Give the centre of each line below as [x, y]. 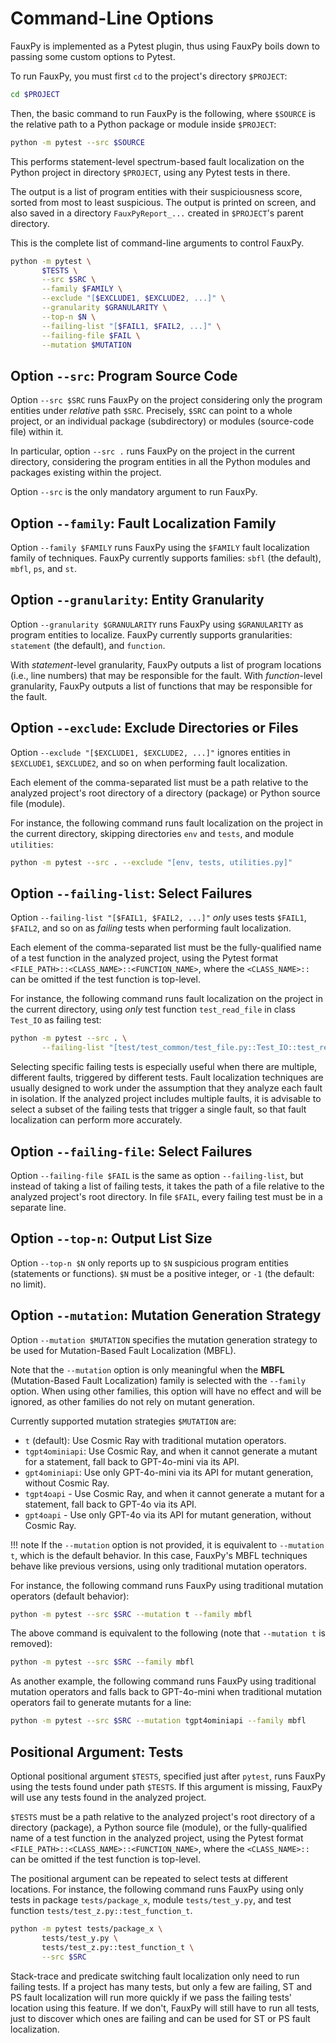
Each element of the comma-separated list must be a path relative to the [159, 782]
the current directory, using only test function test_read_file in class [153, 1009]
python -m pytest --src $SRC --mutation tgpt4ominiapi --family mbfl [158, 1721]
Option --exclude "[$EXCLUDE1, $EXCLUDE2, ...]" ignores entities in [150, 752]
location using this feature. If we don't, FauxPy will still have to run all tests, [165, 2008]
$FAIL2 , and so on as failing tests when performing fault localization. [151, 928]
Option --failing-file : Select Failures [131, 1151]
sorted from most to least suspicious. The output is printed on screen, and [163, 202]
